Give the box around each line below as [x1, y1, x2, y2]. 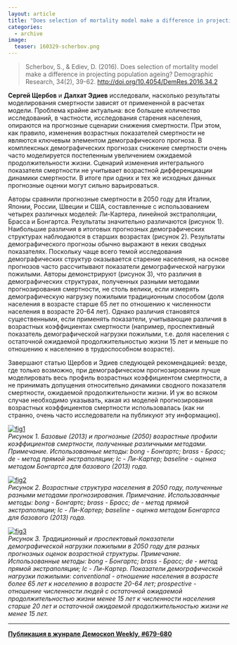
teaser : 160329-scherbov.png [14, 43, 100, 50]
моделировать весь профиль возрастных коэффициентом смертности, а [8, 373, 228, 382]
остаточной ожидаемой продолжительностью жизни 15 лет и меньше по [8, 337, 228, 346]
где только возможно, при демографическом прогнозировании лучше [8, 366, 221, 374]
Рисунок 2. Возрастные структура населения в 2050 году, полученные [8, 483, 223, 491]
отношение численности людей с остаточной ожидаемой [8, 587, 183, 595]
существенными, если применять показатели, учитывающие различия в [8, 315, 227, 323]
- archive [14, 30, 43, 37]
